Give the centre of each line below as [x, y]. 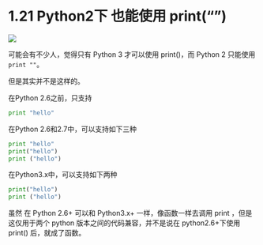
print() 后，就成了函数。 [47, 233]
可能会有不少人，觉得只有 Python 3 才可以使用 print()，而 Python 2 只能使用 [132, 54]
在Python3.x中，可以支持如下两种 [63, 175]
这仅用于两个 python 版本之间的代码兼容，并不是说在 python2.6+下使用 [124, 223]
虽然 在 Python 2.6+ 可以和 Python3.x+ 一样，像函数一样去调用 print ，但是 [130, 213]
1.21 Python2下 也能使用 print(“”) [118, 16]
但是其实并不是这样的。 [46, 81]
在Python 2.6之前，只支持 [50, 98]
